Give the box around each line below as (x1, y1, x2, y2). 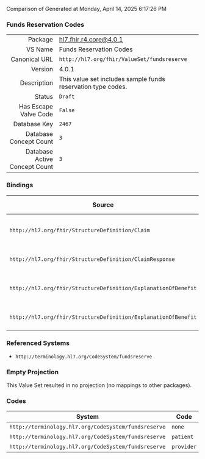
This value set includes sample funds (59, 75, 166, 84)
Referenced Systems (6, 338, 70, 347)
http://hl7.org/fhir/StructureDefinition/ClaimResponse (9, 255, 175, 263)
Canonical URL (10, 55, 54, 63)
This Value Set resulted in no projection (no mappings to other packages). (6, 382, 192, 389)
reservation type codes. (59, 82, 128, 91)
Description (20, 79, 54, 87)
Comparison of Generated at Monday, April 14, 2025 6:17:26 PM (6, 5, 167, 12)
